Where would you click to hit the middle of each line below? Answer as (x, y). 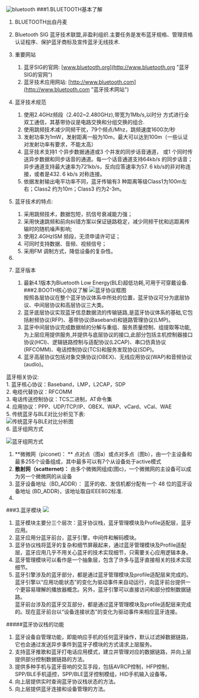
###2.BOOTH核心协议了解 (56, 290)
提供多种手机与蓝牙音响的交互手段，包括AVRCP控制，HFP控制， (93, 667)
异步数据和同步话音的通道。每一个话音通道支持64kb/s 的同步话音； (111, 159)
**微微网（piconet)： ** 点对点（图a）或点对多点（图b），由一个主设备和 (103, 454)
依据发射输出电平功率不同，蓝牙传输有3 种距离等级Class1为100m (102, 181)
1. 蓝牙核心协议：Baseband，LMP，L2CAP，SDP (66, 384)
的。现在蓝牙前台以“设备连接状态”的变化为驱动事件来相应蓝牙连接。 (97, 612)
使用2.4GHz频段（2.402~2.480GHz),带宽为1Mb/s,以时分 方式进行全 (106, 115)
